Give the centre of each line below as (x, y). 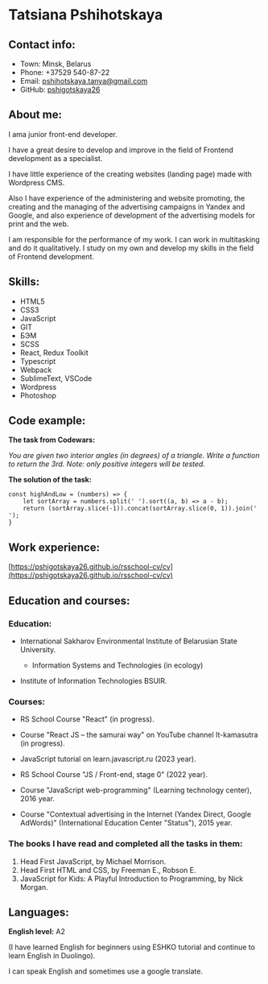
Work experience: (54, 547)
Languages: (39, 912)
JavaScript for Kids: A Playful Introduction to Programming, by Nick (132, 879)
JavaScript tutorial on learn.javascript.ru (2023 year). (108, 759)
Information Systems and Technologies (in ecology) (118, 665)
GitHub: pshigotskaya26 (60, 89)
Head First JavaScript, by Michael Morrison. (93, 861)
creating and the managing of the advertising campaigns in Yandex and (127, 206)
